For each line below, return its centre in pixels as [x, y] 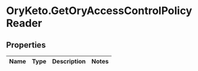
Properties [26, 45]
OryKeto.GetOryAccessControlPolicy [99, 11]
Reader [24, 23]
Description [69, 61]
